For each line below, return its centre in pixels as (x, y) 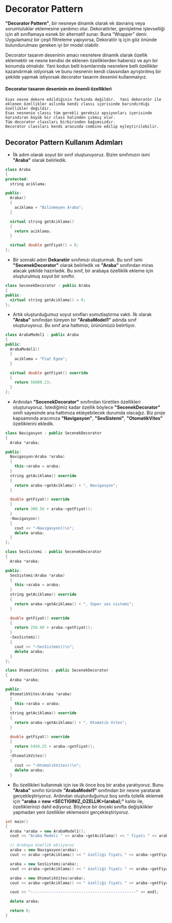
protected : (17, 179)
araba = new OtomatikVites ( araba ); (48, 878)
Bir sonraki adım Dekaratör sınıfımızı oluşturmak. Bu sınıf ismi (78, 260)
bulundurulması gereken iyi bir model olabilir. (52, 45)
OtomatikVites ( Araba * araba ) (41, 694)
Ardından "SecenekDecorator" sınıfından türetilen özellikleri (77, 402)
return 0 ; (20, 911)
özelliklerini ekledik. (34, 423)
